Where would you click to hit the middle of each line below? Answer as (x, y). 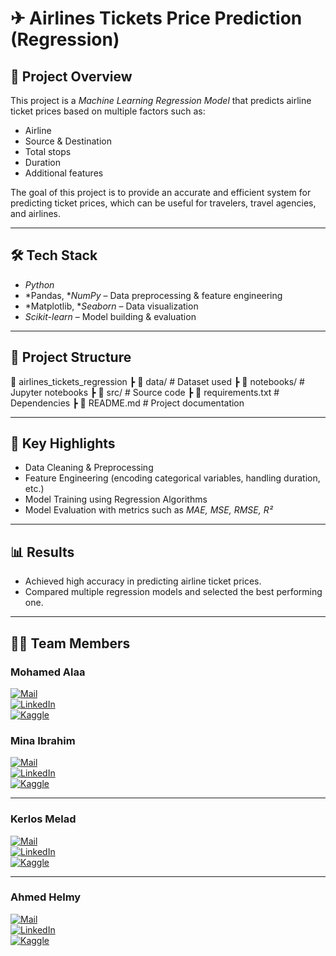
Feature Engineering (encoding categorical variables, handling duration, (172, 478)
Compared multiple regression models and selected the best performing (173, 592)
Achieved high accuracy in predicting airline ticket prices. (143, 581)
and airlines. (36, 213)
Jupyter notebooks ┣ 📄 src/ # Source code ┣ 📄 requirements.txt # (145, 392)
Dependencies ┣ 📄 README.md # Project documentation (127, 403)
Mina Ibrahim (43, 740)
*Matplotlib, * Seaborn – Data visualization (111, 306)
